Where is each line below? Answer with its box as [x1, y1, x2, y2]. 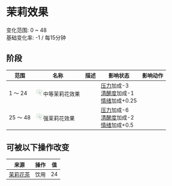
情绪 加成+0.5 [101, 121, 134, 128]
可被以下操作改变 [6, 142, 70, 152]
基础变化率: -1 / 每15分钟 [6, 34, 67, 41]
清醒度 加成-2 [101, 113, 134, 121]
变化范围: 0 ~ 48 [6, 26, 47, 34]
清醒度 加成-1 [101, 89, 134, 97]
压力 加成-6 [101, 106, 129, 113]
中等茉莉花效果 [43, 90, 80, 97]
